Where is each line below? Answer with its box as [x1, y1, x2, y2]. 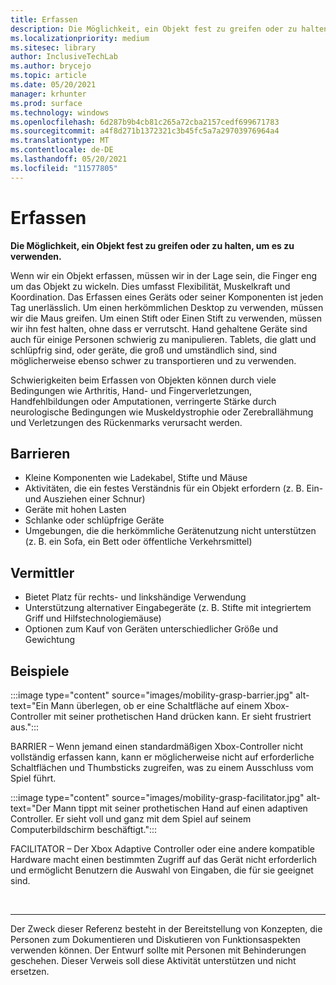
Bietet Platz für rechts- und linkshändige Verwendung [24, 591, 247, 603]
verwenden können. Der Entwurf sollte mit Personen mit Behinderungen [10, 944, 307, 956]
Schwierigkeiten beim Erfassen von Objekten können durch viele [10, 374, 277, 386]
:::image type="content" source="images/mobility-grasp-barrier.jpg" [10, 689, 294, 701]
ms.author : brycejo [10, 61, 92, 71]
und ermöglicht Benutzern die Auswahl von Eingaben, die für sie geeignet [10, 864, 314, 876]
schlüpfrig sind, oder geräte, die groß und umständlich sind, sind [10, 344, 278, 356]
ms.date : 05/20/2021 [10, 80, 97, 90]
